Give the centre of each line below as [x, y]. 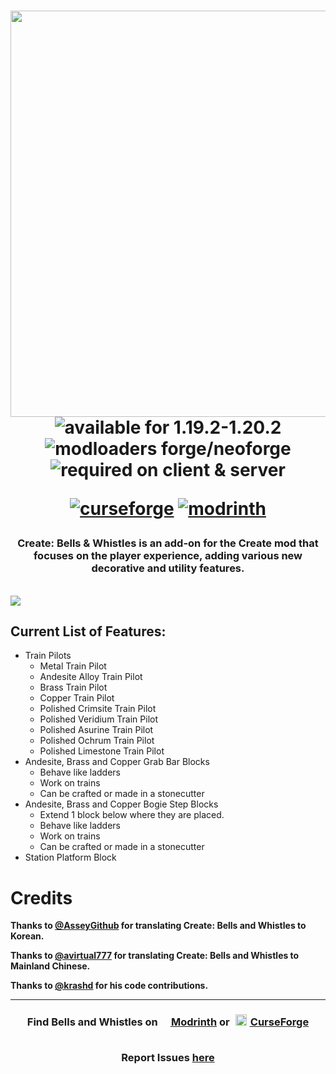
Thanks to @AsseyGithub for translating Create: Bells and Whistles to [158, 926]
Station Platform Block [70, 857]
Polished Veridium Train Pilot [98, 719]
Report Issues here [168, 1057]
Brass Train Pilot [73, 687]
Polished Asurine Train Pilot [96, 730]
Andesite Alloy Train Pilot [91, 677]
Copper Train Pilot [77, 698]
